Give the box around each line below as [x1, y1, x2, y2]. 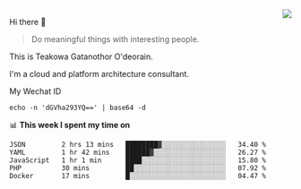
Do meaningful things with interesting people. [30, 34, 200, 44]
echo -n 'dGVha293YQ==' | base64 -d [9, 103, 146, 112]
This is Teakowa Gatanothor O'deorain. [9, 51, 154, 62]
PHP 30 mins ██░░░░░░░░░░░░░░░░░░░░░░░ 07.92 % [9, 164, 267, 173]
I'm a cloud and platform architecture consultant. [9, 69, 190, 79]
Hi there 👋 [9, 17, 47, 27]
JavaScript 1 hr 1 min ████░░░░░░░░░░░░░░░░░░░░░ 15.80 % [9, 156, 267, 165]
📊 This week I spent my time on [9, 120, 131, 130]
